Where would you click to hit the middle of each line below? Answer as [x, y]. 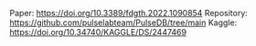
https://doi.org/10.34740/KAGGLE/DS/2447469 [98, 32]
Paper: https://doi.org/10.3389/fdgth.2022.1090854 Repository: [129, 13]
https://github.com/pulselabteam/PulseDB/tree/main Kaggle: [123, 23]
